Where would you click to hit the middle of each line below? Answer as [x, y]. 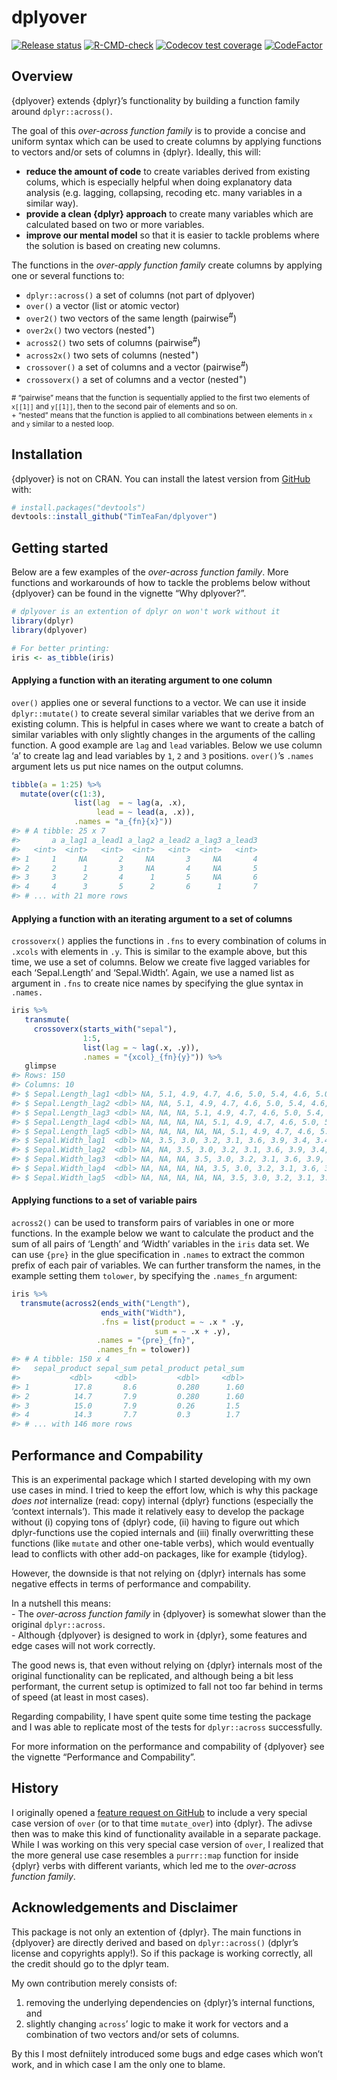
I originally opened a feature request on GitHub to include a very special [159, 1812]
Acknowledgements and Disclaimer [124, 1907]
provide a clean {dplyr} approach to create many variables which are [169, 213]
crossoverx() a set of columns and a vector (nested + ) [136, 378]
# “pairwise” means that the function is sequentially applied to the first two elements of [161, 397]
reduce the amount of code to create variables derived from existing [168, 171]
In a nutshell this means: [61, 1603]
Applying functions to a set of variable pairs [104, 1200]
